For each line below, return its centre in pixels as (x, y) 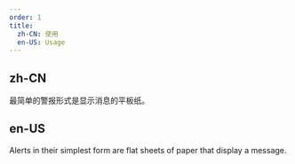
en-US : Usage (41, 42)
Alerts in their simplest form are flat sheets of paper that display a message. (148, 150)
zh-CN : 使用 (38, 34)
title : (21, 26)
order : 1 (25, 17)
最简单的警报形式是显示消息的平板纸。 (79, 101)
